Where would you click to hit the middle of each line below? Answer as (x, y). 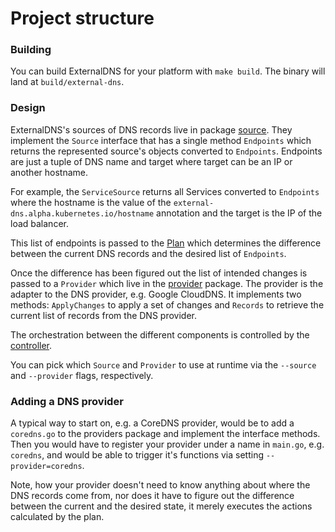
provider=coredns (46, 467)
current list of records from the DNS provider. (103, 315)
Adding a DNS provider (67, 401)
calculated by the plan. (57, 517)
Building (31, 50)
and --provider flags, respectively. (82, 375)
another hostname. (49, 172)
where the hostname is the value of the (91, 202)
